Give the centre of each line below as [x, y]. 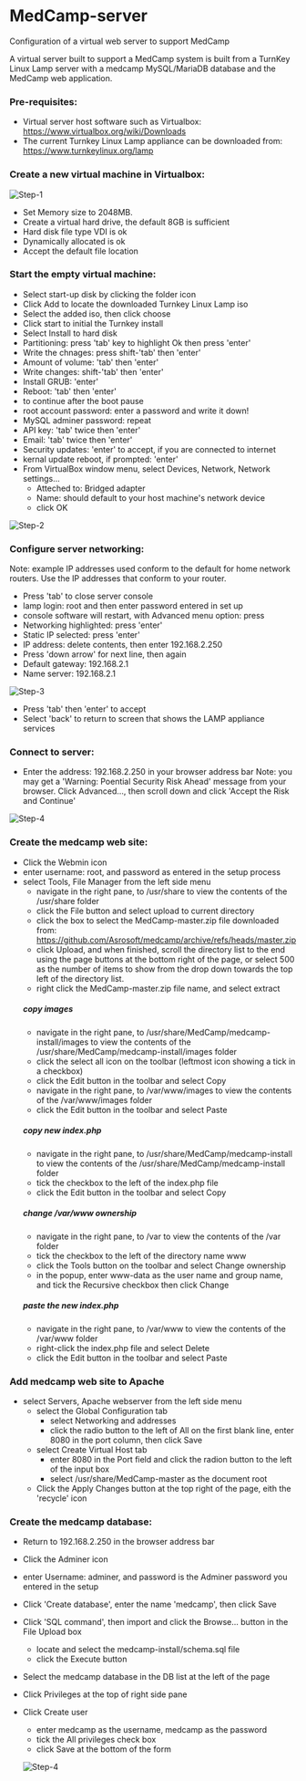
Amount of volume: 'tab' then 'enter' [91, 362]
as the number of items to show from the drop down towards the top [164, 969]
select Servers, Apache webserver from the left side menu [132, 1401]
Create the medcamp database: [81, 1522]
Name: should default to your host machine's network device [151, 497]
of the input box [80, 1469]
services [39, 729]
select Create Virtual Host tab [92, 1449]
